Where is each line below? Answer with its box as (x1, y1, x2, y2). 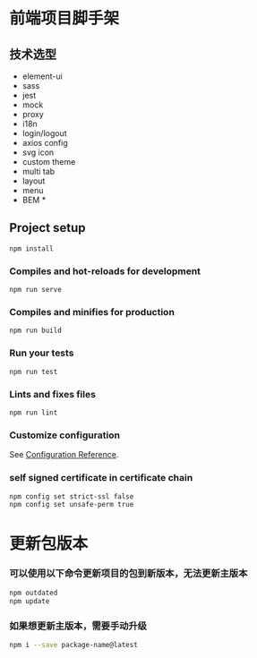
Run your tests (9, 346, 74, 359)
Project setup (9, 220, 87, 235)
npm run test (9, 367, 58, 376)
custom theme (21, 157, 76, 167)
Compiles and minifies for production (9, 306, 175, 319)
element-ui (21, 71, 63, 81)
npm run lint (9, 408, 58, 417)
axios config (21, 138, 69, 148)
